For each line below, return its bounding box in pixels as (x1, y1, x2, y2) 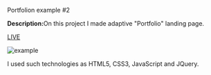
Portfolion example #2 (7, 6, 71, 14)
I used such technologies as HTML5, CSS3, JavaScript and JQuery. (7, 60, 199, 68)
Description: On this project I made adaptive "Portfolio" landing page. (7, 19, 205, 27)
